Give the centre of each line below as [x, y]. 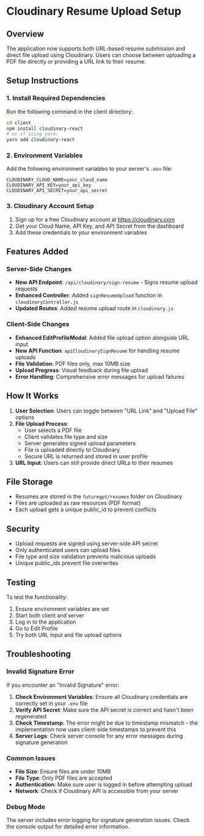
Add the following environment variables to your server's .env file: [89, 169]
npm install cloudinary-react [45, 129]
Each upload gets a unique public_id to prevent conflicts [86, 510]
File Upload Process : [42, 424]
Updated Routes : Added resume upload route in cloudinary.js [94, 308]
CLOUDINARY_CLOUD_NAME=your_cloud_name [57, 180]
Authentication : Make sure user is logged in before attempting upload [104, 784]
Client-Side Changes [38, 324]
